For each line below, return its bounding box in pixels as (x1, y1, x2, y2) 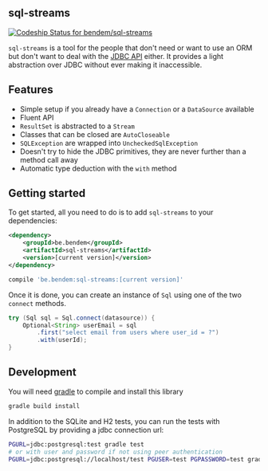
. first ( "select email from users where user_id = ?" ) (37, 328, 219, 337)
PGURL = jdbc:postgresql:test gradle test (8, 440, 145, 449)
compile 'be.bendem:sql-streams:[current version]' (8, 275, 183, 284)
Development (8, 366, 77, 379)
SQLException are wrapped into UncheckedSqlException (19, 138, 198, 147)
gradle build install (8, 402, 81, 410)
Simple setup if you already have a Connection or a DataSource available (19, 104, 255, 114)
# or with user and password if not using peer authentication (8, 448, 223, 456)
